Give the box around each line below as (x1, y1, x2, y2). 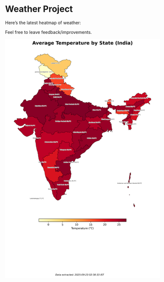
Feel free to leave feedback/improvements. (5, 29, 92, 35)
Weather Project (5, 3, 73, 15)
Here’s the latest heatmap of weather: (5, 20, 81, 26)
